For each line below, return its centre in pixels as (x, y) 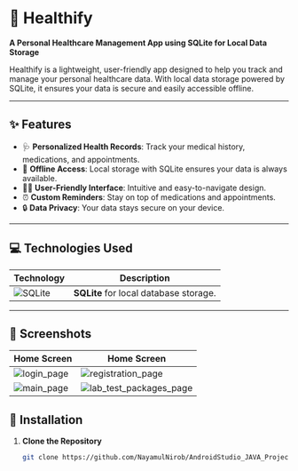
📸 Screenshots (51, 334)
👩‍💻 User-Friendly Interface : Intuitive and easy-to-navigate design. (144, 188)
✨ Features (40, 125)
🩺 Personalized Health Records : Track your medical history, (133, 147)
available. (39, 178)
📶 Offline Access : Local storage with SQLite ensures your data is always (155, 169)
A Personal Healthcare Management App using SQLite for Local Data (138, 43)
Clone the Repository (62, 441)
